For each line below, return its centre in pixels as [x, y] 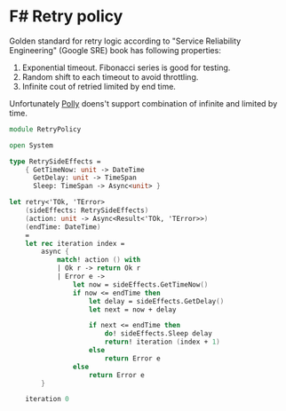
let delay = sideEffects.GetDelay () [156, 301]
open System [31, 145]
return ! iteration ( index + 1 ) [162, 342]
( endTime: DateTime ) [63, 227]
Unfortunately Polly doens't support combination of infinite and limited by [143, 103]
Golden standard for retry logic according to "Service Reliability [125, 41]
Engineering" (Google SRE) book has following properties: [115, 50]
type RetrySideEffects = [55, 162]
